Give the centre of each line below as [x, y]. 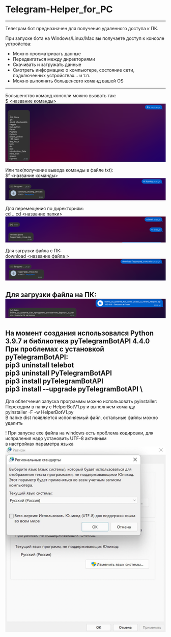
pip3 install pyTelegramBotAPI [54, 381]
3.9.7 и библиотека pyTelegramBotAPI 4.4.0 [78, 341]
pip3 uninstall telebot [40, 365]
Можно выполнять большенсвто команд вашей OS [68, 81]
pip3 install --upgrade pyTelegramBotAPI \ [74, 389]
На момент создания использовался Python [80, 333]
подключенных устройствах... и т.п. [51, 75]
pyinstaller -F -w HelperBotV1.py [39, 412]
